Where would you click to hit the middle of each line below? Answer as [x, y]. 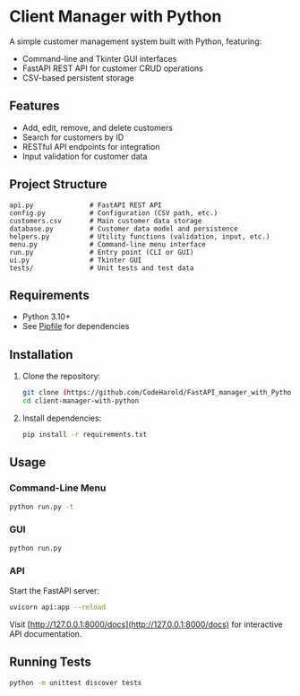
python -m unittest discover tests [76, 683]
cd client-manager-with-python [81, 401]
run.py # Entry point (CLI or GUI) [102, 252]
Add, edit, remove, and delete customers [97, 127]
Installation [41, 355]
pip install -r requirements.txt [85, 434]
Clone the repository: [61, 376]
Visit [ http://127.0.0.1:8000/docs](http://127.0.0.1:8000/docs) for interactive [146, 624]
